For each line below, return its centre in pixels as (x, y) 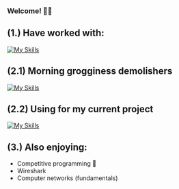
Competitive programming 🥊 (57, 164)
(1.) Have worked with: (56, 33)
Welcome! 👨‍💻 (30, 11)
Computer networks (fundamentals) (67, 178)
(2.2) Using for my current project (80, 109)
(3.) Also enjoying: (47, 147)
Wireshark (31, 171)
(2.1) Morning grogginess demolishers (90, 71)
